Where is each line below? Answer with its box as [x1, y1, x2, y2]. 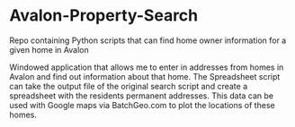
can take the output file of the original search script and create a [9, 80, 248, 91]
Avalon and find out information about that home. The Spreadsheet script [9, 71, 281, 81]
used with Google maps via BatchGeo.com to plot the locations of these [9, 99, 276, 110]
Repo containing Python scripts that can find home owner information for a [9, 35, 287, 46]
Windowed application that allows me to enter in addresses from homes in [9, 62, 284, 72]
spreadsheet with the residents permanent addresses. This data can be [9, 90, 274, 101]
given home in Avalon [9, 44, 90, 55]
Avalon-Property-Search [9, 5, 199, 26]
